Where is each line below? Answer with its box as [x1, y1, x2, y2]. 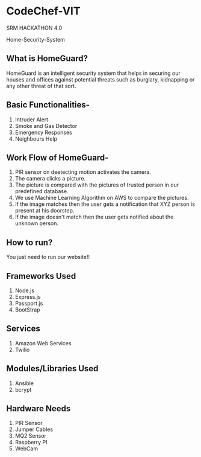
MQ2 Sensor [14, 432, 47, 439]
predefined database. [14, 188, 69, 195]
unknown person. [14, 220, 59, 227]
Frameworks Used [6, 270, 76, 281]
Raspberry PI [14, 439, 48, 446]
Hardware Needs [6, 403, 71, 414]
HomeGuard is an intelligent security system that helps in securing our [6, 69, 181, 77]
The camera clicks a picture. [14, 175, 86, 182]
